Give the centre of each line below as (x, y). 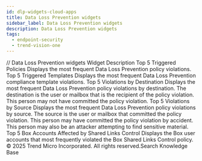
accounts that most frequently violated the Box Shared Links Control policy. (100, 139)
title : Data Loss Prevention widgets (54, 17)
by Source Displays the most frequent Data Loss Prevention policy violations (101, 107)
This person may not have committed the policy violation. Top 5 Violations (98, 101)
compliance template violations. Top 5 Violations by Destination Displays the (101, 81)
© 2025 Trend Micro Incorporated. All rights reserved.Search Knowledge (97, 146)
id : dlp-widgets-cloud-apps (42, 12)
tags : (13, 34)
